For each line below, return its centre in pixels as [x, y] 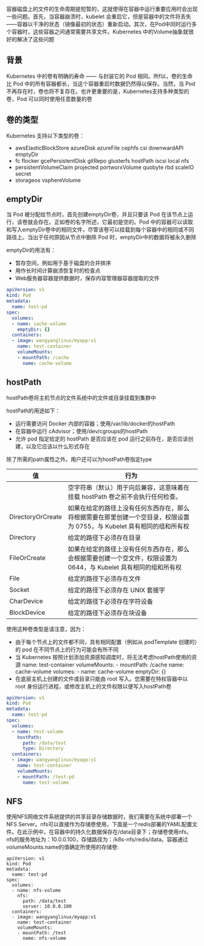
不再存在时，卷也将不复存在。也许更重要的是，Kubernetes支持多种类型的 [98, 91]
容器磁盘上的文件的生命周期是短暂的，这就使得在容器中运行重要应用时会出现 [102, 9]
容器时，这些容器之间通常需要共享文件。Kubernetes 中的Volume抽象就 [100, 32]
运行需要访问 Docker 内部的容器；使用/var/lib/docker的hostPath [95, 423]
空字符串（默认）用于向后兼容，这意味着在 [129, 487]
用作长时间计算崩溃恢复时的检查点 [58, 271]
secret [23, 173]
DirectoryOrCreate [36, 516]
